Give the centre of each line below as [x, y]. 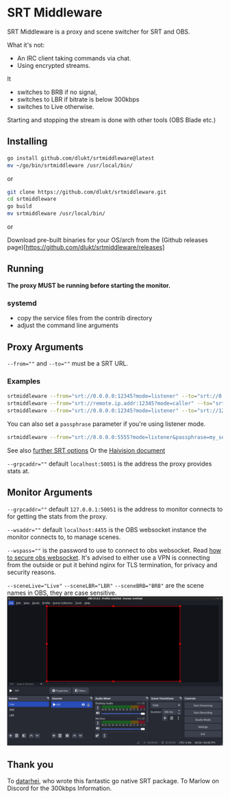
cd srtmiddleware [32, 199]
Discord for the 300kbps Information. [60, 788]
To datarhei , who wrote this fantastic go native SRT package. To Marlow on [113, 781]
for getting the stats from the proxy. [57, 516]
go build [20, 206]
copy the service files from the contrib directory [85, 318]
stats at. [18, 470]
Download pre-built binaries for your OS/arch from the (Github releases [107, 240]
